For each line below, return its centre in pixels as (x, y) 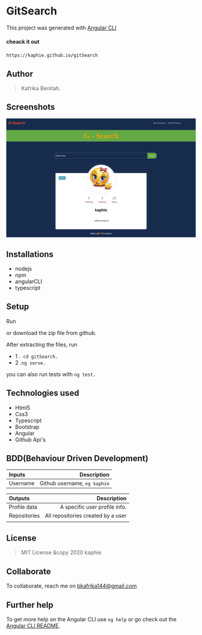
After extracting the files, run (42, 345)
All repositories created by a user (86, 515)
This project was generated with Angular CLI (61, 28)
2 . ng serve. (30, 363)
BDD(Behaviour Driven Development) (77, 459)
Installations (30, 254)
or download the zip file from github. (51, 333)
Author (20, 74)
